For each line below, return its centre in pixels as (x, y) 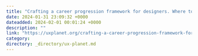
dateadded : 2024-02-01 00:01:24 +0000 (54, 22)
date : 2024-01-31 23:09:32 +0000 (47, 17)
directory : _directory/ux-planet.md (51, 44)
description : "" (26, 28)
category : (18, 38)
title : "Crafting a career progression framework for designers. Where (96, 11)
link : (13, 33)
